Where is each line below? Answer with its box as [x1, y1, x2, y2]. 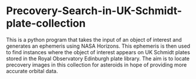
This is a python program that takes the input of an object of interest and [6, 36, 182, 43]
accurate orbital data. [6, 67, 58, 74]
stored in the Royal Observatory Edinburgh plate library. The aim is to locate [6, 55, 190, 62]
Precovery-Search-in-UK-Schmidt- [6, 4, 182, 18]
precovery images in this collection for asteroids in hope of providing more [6, 61, 187, 68]
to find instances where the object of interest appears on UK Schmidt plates [6, 48, 190, 55]
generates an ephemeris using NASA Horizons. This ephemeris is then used [6, 42, 190, 50]
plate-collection [6, 17, 86, 30]
